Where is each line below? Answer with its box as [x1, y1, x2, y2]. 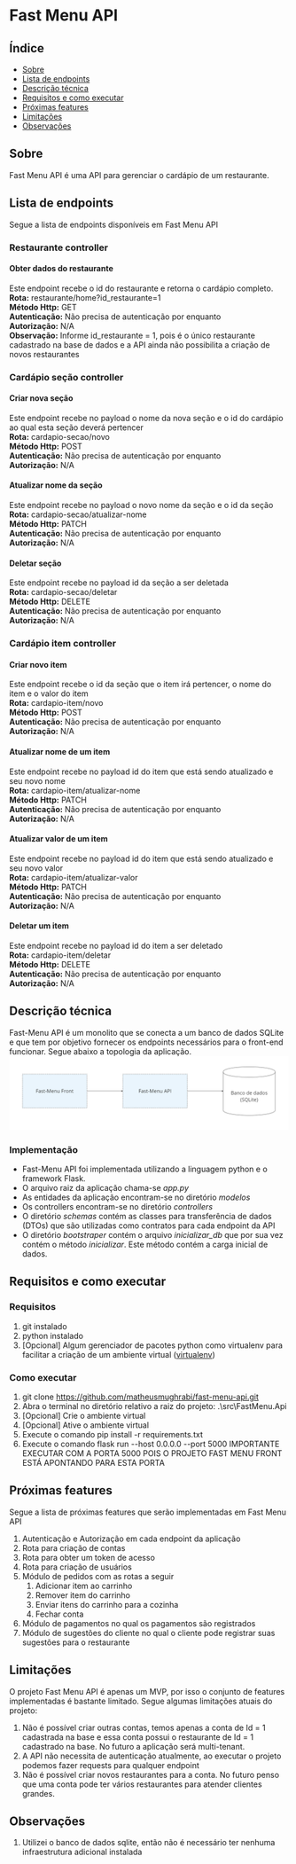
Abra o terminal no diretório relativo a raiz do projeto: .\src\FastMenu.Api [21, 1401, 287, 1411]
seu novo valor [9, 862, 64, 873]
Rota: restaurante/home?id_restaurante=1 [9, 292, 161, 302]
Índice [9, 41, 44, 56]
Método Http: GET [9, 302, 77, 312]
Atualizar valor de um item [9, 834, 108, 844]
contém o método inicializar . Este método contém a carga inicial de [21, 1239, 269, 1250]
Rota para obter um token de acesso [21, 1552, 155, 1562]
